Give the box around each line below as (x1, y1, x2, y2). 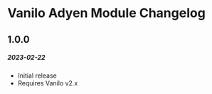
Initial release (17, 71, 57, 80)
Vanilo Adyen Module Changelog (7, 5, 206, 21)
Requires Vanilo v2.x (17, 78, 78, 87)
